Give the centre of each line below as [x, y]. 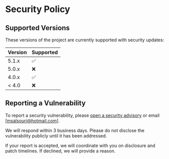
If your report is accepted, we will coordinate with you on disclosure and [80, 145]
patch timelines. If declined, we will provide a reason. [61, 151]
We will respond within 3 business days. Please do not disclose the [75, 130]
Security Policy [38, 9]
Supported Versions [37, 28]
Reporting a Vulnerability [45, 103]
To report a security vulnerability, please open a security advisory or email [82, 115]
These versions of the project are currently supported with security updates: [85, 40]
